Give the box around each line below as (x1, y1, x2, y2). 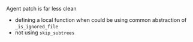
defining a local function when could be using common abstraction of (14, 17, 187, 23)
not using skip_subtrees (14, 29, 75, 36)
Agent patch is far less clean (6, 5, 77, 12)
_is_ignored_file (14, 24, 59, 30)
